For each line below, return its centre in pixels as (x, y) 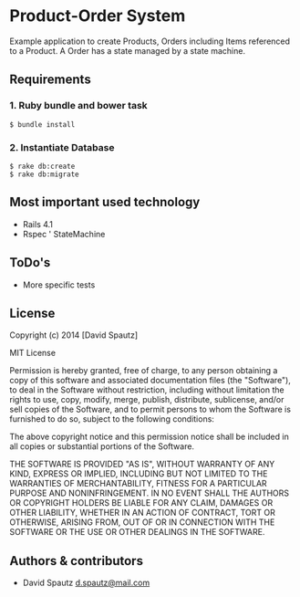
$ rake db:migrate (44, 174)
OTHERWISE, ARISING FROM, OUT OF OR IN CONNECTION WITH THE (142, 522)
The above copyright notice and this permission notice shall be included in (149, 437)
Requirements (50, 80)
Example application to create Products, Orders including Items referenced (150, 41)
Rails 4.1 (37, 224)
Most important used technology (105, 202)
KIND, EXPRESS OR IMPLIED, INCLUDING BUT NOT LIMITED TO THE (139, 474)
